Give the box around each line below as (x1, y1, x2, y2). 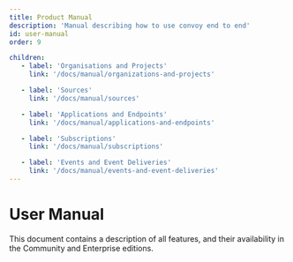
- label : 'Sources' (20, 86, 93, 94)
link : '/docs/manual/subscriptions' (28, 142, 164, 151)
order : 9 (9, 37, 41, 47)
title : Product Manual (9, 12, 93, 22)
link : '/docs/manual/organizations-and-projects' (28, 70, 215, 79)
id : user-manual (9, 29, 69, 38)
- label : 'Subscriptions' (20, 134, 116, 143)
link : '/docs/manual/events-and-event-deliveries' (28, 167, 219, 176)
